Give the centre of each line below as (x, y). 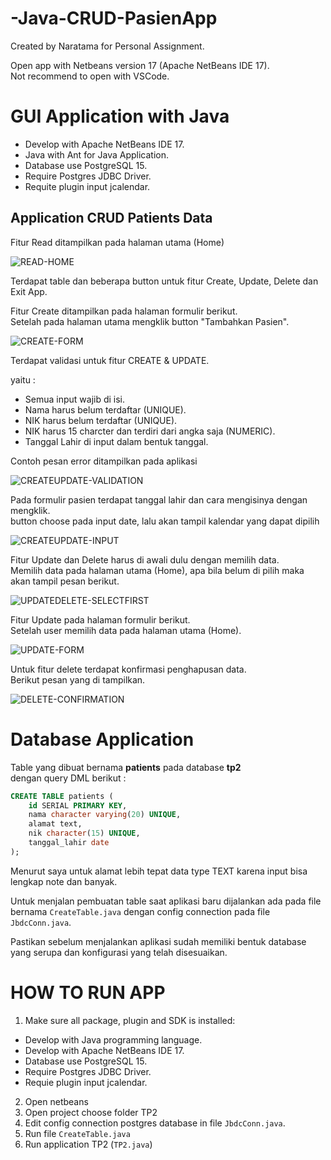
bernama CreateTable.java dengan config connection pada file (140, 911)
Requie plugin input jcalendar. (86, 1082)
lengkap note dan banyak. (64, 881)
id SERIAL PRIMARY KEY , (78, 805)
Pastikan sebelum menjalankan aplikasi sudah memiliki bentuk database (158, 941)
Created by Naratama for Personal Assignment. (107, 46)
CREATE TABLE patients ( (62, 796)
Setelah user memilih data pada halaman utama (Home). (126, 630)
